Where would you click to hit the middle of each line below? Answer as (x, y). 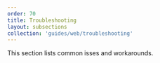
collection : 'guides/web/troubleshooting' (70, 33)
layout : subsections (38, 27)
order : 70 (22, 14)
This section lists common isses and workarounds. (80, 53)
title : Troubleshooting (42, 20)
